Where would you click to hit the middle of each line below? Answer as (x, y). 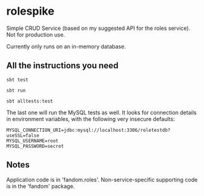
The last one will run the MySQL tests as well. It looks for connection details (101, 112)
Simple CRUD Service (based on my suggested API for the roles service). (98, 28)
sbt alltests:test (30, 101)
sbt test (17, 80)
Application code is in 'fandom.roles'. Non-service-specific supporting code (102, 180)
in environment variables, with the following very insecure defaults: (91, 119)
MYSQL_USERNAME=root (33, 141)
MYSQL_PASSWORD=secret (35, 146)
